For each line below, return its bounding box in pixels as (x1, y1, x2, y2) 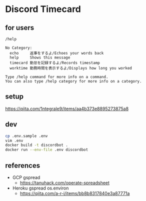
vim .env (5, 138, 23, 143)
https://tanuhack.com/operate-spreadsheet (19, 179, 110, 185)
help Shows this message (9, 55, 70, 60)
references (5, 161, 40, 169)
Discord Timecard (5, 3, 81, 15)
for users (5, 23, 34, 32)
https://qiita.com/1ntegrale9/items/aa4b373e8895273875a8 (5, 105, 129, 111)
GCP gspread (12, 174, 40, 180)
